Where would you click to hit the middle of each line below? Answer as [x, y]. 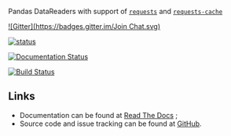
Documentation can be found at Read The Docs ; [99, 115]
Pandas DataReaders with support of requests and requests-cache [115, 11]
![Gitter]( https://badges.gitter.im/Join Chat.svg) [84, 26]
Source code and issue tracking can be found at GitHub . [110, 123]
